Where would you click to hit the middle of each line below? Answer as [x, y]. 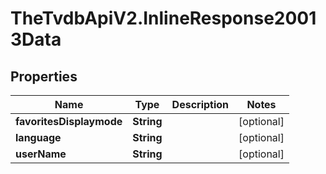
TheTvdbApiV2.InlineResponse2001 [163, 18]
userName [41, 154]
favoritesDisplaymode [69, 121]
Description [200, 104]
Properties [44, 76]
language [38, 137]
